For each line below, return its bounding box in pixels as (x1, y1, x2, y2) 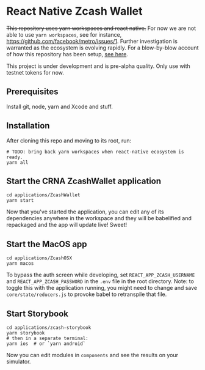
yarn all (6, 159, 29, 166)
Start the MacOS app (6, 239, 87, 249)
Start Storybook (6, 308, 69, 319)
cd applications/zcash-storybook (6, 325, 92, 331)
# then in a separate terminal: (6, 335, 88, 341)
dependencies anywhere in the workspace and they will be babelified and (6, 215, 192, 222)
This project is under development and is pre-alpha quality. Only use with (6, 62, 190, 70)
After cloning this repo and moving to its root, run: (6, 136, 132, 144)
